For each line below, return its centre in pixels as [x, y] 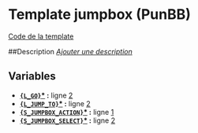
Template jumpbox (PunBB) [100, 15]
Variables [32, 76]
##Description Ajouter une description [70, 51]
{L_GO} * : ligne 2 [46, 95]
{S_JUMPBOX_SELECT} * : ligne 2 [67, 120]
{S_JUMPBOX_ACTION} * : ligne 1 [67, 112]
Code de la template [41, 36]
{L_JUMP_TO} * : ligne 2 [55, 103]
